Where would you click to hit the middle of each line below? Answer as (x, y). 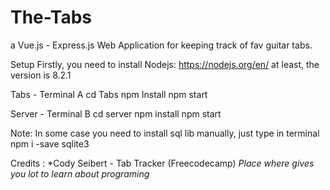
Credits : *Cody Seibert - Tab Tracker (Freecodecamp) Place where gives (162, 163)
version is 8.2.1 (41, 75)
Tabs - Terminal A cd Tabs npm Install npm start (109, 94)
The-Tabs (51, 17)
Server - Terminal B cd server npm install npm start (116, 113)
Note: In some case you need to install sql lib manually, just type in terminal (165, 133)
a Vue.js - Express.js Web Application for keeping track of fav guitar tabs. (161, 45)
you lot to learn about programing (80, 173)
